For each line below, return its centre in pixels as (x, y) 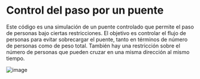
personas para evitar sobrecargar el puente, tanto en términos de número (97, 39)
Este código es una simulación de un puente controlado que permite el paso (100, 27)
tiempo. (16, 58)
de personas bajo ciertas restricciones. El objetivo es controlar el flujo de (96, 33)
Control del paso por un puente (85, 10)
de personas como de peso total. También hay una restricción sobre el (93, 46)
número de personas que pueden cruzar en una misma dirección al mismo (98, 52)
